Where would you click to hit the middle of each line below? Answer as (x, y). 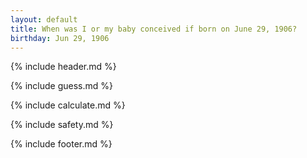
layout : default (44, 19)
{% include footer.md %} (61, 144)
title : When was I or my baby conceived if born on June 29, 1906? (154, 29)
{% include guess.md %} (61, 86)
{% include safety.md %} (62, 125)
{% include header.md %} (63, 67)
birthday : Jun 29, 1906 (60, 38)
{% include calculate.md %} (68, 105)
